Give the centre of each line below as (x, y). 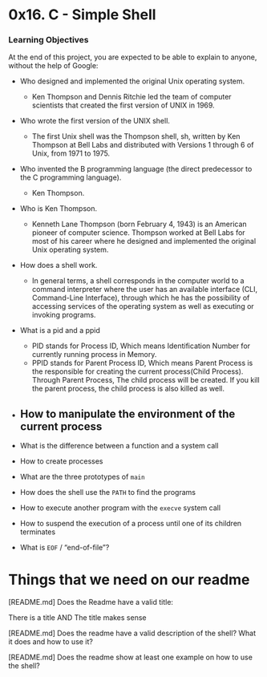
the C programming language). (71, 177)
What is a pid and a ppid (60, 330)
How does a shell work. (59, 266)
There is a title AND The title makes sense (77, 618)
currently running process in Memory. (94, 355)
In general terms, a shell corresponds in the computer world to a (138, 281)
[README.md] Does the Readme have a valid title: (91, 602)
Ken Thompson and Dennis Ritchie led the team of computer (131, 97)
